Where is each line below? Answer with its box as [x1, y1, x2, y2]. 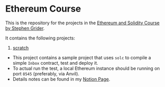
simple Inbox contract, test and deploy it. [12, 60, 98, 66]
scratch [12, 45, 29, 51]
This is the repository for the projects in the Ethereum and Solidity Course [5, 20, 160, 26]
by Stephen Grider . [5, 25, 45, 31]
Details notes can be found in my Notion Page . [12, 76, 111, 82]
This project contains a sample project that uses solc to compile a [12, 54, 151, 61]
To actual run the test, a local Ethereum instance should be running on [12, 65, 160, 71]
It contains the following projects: [5, 35, 75, 41]
